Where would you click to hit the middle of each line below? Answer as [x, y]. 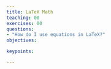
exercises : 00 [25, 23]
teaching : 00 [23, 18]
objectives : [21, 40]
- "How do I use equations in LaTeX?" [56, 35]
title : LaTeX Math [30, 12]
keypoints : [20, 52]
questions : [20, 29]
